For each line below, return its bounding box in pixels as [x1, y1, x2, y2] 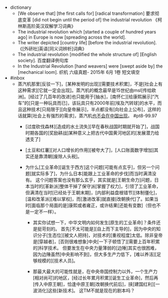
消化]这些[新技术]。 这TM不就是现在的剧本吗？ [37, 287, 136, 293]
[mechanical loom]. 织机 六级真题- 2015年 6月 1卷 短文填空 [17, 69, 140, 75]
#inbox [10, 75, 25, 81]
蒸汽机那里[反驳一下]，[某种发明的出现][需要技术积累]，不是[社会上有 [17, 81, 163, 87]
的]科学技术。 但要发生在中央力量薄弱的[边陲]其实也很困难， [32, 245, 159, 251]
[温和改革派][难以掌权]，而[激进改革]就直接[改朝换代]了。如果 [25, 196, 154, 202]
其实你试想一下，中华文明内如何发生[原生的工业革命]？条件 [32, 220, 156, 225]
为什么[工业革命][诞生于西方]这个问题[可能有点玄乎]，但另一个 [25, 164, 156, 170]
